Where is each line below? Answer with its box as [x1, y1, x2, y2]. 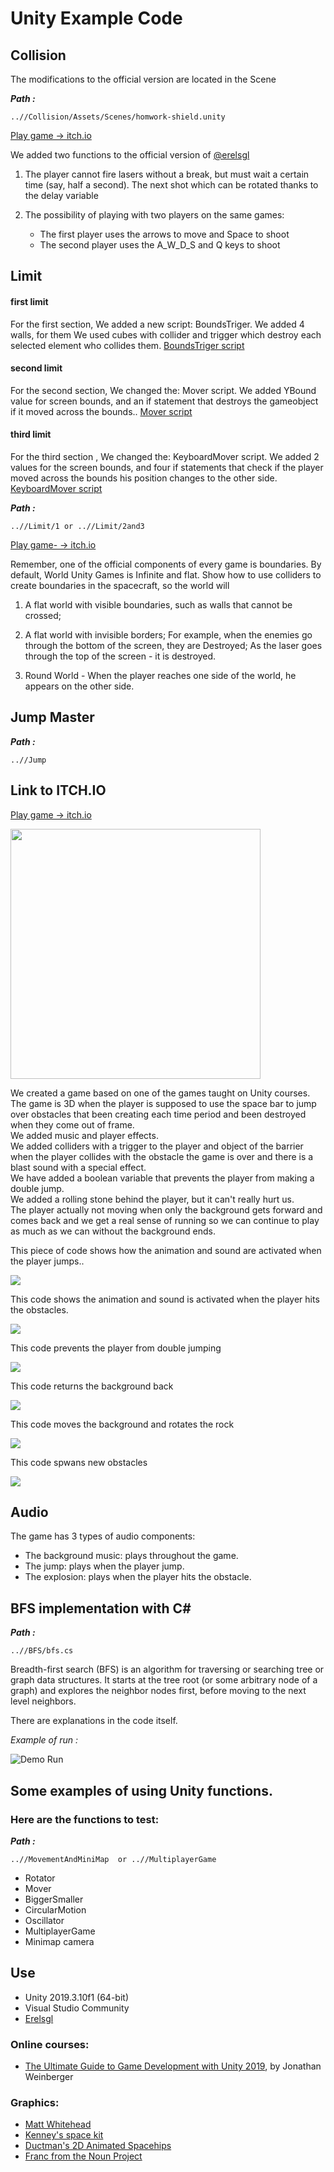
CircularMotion [24, 1903, 87, 1916]
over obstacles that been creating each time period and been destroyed [10, 1108, 307, 1120]
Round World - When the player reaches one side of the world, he [24, 670, 297, 681]
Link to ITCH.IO [10, 782, 107, 799]
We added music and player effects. [10, 1129, 159, 1141]
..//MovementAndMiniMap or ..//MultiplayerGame [10, 1854, 217, 1864]
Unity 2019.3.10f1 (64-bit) [24, 1991, 130, 2003]
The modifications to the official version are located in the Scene [10, 73, 277, 85]
